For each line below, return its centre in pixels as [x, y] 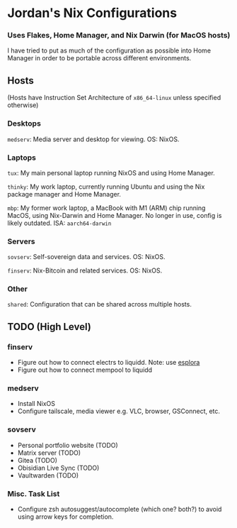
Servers [21, 241]
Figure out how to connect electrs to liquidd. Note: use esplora [109, 363]
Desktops [24, 123]
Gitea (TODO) [37, 460]
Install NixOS [36, 404]
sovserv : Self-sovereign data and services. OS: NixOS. [86, 257]
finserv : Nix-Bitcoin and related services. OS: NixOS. [85, 270]
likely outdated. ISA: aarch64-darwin [59, 223]
